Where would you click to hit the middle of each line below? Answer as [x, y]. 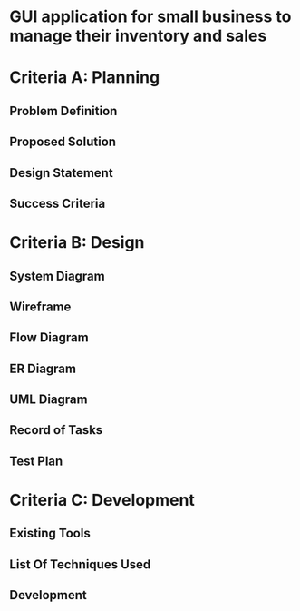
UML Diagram [48, 400]
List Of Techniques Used [80, 564]
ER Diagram [43, 368]
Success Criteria [58, 203]
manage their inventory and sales [138, 36]
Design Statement [61, 173]
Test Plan [36, 461]
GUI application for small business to [150, 17]
